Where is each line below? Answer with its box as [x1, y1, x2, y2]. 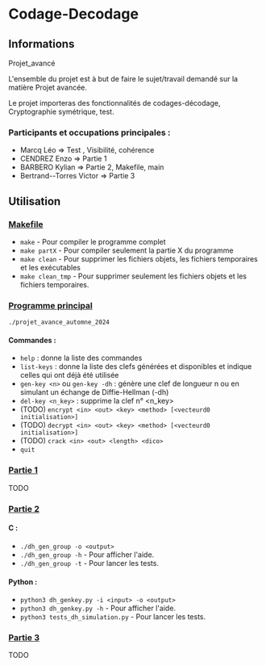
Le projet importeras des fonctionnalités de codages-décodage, [8, 98, 221, 107]
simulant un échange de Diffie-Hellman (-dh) [19, 387, 169, 397]
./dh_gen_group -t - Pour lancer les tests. [19, 558, 160, 568]
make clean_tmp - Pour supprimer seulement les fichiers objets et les [19, 271, 247, 281]
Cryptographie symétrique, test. [8, 107, 114, 116]
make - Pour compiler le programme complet [19, 237, 167, 246]
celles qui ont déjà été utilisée [19, 371, 119, 380]
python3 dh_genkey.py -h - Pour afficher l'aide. [19, 603, 176, 614]
